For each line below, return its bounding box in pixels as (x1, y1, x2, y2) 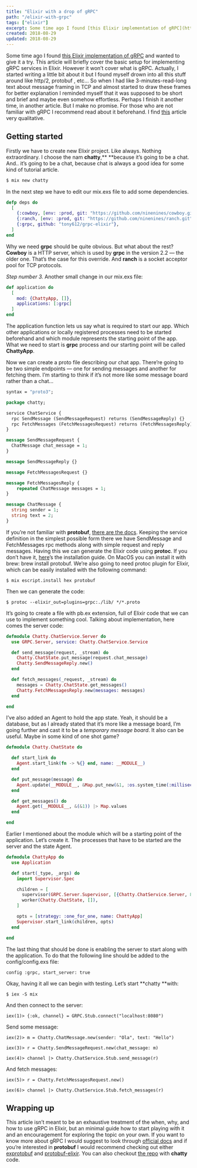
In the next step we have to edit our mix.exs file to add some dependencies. (6, 188, 189, 195)
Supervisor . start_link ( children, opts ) (16, 919, 114, 924)
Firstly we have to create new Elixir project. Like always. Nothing (6, 147, 162, 154)
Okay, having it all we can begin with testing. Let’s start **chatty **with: (6, 980, 179, 987)
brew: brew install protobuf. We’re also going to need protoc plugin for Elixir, (6, 560, 189, 567)
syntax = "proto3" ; (6, 389, 54, 395)
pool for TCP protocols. (6, 261, 63, 268)
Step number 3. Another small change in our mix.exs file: (6, 273, 143, 280)
